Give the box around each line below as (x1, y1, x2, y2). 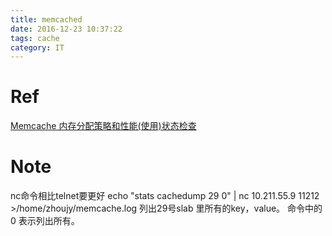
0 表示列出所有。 (10, 215, 80, 227)
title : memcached (10, 14, 83, 25)
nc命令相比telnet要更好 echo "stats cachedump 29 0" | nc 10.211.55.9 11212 (10, 190, 320, 202)
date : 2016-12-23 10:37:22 (10, 24, 123, 34)
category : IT (10, 42, 65, 53)
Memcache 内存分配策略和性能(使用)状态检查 (10, 120, 197, 132)
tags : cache (10, 33, 60, 43)
